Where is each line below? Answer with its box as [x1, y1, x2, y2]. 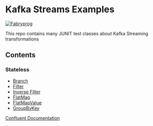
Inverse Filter [12, 89, 41, 95]
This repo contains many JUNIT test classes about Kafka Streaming [5, 30, 148, 36]
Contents [5, 51, 36, 59]
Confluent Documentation [5, 115, 60, 121]
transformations [5, 36, 40, 42]
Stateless [5, 66, 30, 73]
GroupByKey [12, 105, 40, 111]
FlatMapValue [12, 99, 42, 106]
